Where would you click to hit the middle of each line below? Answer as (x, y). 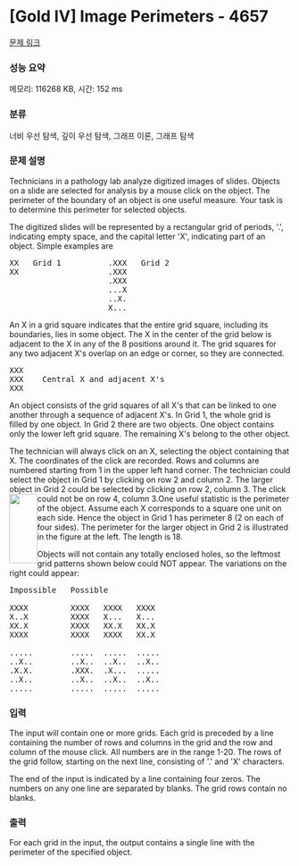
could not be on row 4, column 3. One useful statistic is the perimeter (163, 498)
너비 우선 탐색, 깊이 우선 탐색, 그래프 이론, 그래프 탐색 (102, 135)
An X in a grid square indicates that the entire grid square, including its (139, 325)
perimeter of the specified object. (71, 853)
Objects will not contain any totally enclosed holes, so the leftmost (159, 554)
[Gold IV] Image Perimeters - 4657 (139, 17)
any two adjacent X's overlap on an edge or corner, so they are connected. (147, 353)
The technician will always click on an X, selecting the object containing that (149, 451)
